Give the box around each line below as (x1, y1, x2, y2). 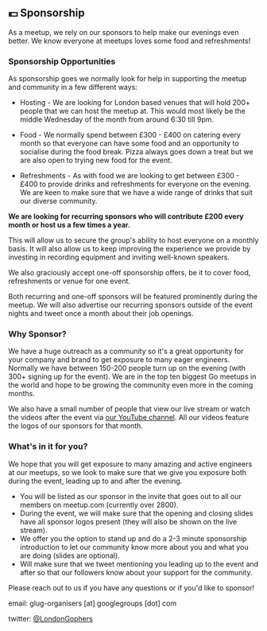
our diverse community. (19, 197, 98, 206)
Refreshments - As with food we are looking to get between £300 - (19, 171, 240, 181)
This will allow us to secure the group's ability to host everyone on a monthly (8, 236, 259, 245)
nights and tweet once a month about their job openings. (8, 309, 194, 318)
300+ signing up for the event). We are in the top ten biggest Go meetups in (8, 372, 257, 381)
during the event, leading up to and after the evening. (8, 476, 183, 485)
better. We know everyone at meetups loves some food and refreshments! (8, 36, 251, 45)
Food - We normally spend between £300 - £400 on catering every (19, 130, 241, 140)
